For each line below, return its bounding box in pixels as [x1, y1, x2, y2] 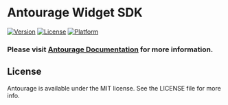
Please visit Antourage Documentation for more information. [7, 45, 214, 54]
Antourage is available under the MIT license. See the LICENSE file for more [7, 84, 221, 92]
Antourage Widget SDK [7, 5, 143, 21]
